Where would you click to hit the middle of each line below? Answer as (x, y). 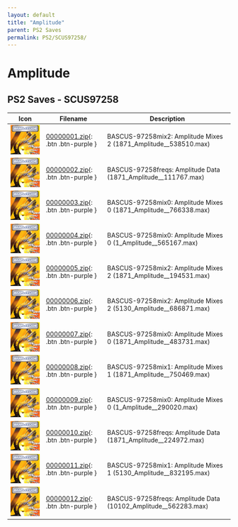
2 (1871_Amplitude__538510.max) (159, 144)
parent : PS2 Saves (34, 30)
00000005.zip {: (69, 268)
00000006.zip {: (69, 301)
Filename (74, 118)
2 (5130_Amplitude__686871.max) (159, 309)
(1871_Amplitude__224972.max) (156, 440)
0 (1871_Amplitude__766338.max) (159, 210)
